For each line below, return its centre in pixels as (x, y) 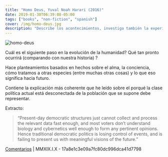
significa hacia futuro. (27, 78)
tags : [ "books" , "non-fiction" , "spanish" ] (51, 19)
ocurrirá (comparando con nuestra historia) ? (51, 58)
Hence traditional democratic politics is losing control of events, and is (90, 134)
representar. (18, 99)
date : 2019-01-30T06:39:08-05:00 (40, 15)
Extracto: (14, 108)
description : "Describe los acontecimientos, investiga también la (77, 29)
